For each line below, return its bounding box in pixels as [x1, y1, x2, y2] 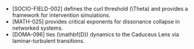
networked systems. [12, 24, 64, 31]
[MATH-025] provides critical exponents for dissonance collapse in [12, 18, 180, 25]
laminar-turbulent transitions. [12, 38, 85, 44]
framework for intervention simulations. [12, 11, 111, 19]
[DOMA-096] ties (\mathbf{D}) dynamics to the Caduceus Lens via [12, 31, 179, 38]
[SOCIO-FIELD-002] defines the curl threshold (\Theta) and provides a [12, 5, 189, 12]
